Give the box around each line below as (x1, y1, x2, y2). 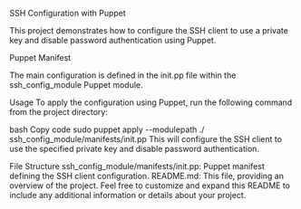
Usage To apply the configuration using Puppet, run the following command (9, 97, 293, 108)
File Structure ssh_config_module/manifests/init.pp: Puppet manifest (9, 161, 265, 171)
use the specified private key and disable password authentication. (9, 144, 260, 154)
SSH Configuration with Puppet (9, 8, 127, 18)
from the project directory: (9, 107, 109, 117)
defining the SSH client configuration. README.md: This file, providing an (9, 171, 284, 181)
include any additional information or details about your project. (9, 190, 247, 200)
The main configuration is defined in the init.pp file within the (9, 70, 237, 81)
